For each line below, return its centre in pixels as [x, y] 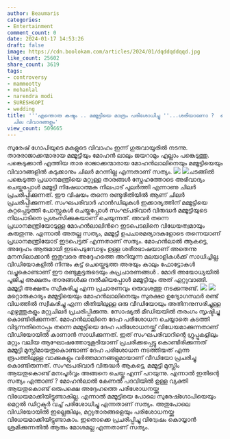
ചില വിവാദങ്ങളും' [36, 122]
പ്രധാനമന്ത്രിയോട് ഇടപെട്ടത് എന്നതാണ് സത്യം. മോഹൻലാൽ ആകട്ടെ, [108, 241]
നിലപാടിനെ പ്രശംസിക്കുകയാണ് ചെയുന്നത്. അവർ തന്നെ [88, 218]
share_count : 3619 [33, 64]
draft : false [26, 45]
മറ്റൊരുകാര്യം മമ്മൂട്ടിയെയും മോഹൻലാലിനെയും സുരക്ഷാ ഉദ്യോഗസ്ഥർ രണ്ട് [113, 296]
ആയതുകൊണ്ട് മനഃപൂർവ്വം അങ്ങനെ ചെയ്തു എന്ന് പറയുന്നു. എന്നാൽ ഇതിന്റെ [113, 373]
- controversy [27, 77]
